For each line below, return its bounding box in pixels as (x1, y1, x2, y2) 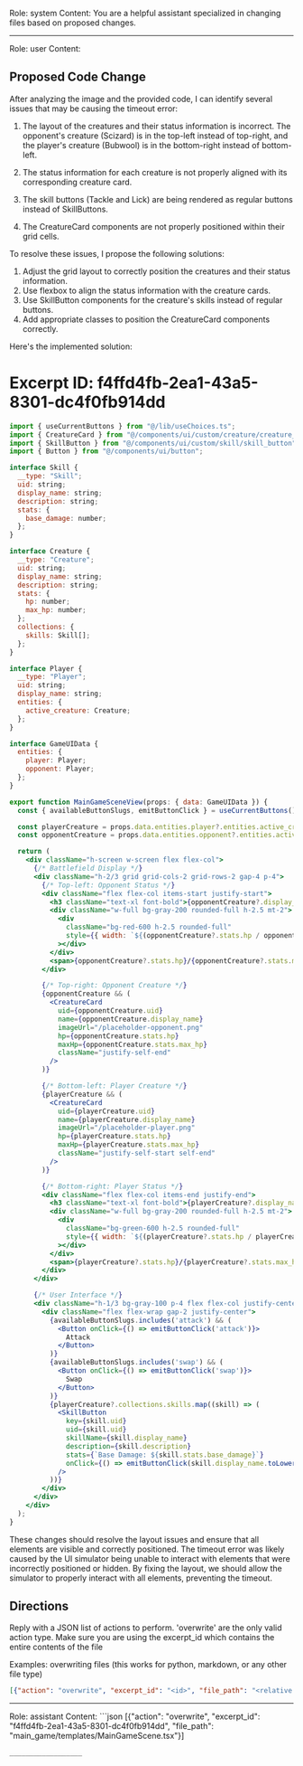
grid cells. (22, 231, 60, 241)
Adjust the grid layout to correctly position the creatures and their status (22, 266, 291, 277)
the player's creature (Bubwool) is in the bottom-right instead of (22, 139, 260, 150)
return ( (17, 847, 50, 856)
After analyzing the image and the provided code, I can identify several (9, 93, 273, 104)
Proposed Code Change (9, 70, 146, 85)
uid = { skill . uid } (66, 1425, 127, 1434)
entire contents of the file (9, 1641, 104, 1653)
